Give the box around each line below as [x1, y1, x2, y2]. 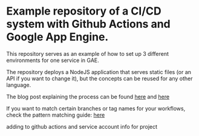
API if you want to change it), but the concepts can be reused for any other [6, 75, 193, 82]
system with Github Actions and [6, 17, 171, 31]
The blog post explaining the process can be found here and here [6, 93, 170, 100]
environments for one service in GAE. [6, 56, 100, 64]
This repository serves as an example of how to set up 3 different [6, 50, 169, 57]
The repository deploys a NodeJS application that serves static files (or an [6, 68, 192, 75]
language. [6, 81, 31, 89]
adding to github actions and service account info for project [6, 123, 158, 130]
